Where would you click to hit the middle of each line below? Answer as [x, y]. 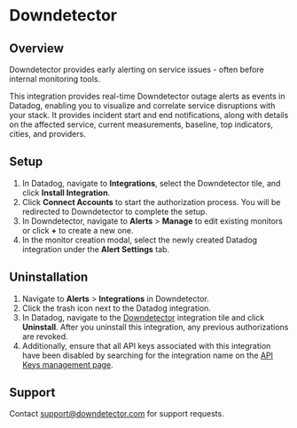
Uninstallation [49, 277]
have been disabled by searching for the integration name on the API [147, 355]
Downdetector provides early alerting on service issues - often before [137, 69]
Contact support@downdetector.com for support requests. [117, 414]
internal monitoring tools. [55, 79]
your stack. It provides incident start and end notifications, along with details [149, 115]
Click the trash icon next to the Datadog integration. [116, 308]
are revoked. [45, 336]
